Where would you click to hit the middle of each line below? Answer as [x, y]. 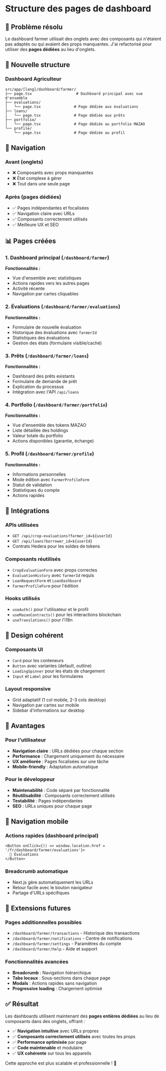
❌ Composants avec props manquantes [53, 173]
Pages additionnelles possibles [43, 922]
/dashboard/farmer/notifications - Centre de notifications [72, 938]
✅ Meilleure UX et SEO [35, 225]
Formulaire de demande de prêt [45, 381]
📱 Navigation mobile [37, 821]
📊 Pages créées [30, 241]
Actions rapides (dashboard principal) [52, 836]
